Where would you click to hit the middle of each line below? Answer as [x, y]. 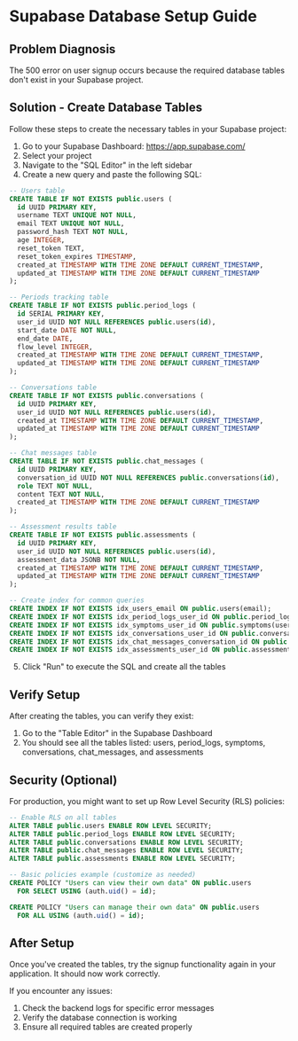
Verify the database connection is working [99, 1018]
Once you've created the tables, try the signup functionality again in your [143, 965]
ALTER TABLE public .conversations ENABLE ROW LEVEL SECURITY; [126, 842]
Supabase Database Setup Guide [133, 16]
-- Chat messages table [53, 453]
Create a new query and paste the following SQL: [112, 174]
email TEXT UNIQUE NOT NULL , [71, 223]
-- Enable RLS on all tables [63, 818]
